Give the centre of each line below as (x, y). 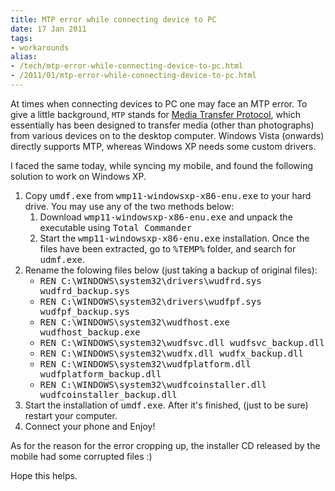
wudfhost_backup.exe (90, 332)
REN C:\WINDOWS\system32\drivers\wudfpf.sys (150, 301)
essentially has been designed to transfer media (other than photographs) (162, 125)
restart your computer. (71, 415)
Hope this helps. (44, 475)
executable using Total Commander (116, 227)
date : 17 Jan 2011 (48, 29)
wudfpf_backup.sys (84, 311)
